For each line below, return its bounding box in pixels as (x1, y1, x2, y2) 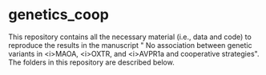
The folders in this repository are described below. (8, 57, 175, 67)
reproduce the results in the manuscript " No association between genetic (8, 40, 252, 49)
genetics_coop (8, 6, 110, 24)
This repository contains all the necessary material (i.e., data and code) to (8, 32, 252, 41)
